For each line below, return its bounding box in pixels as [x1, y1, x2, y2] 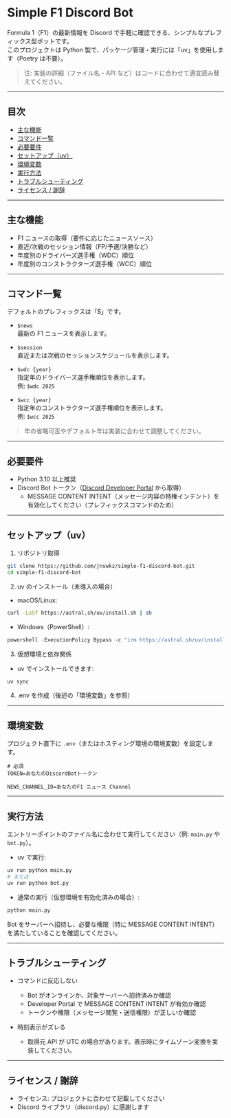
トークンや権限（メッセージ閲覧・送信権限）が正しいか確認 [27, 1009, 197, 1017]
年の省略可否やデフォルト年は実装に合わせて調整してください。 [23, 427, 205, 435]
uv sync [7, 678, 30, 685]
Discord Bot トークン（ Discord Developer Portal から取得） [16, 483, 186, 492]
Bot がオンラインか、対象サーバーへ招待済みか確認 [27, 991, 172, 1000]
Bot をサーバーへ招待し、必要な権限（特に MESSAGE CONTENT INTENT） [7, 920, 219, 928]
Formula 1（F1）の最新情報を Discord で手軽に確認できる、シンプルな [7, 28, 204, 36]
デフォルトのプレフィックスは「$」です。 [7, 307, 125, 316]
